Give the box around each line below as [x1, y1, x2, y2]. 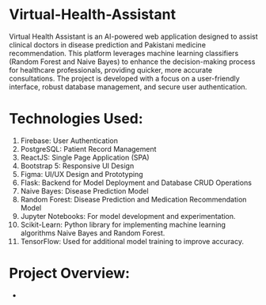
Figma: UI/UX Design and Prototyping [20, 169, 143, 179]
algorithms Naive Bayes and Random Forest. [20, 228, 165, 238]
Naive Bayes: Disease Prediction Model [20, 186, 149, 195]
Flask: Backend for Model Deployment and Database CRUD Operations [20, 178, 253, 187]
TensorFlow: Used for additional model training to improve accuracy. [20, 236, 245, 246]
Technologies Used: [9, 110, 143, 128]
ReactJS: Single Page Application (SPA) [20, 152, 150, 162]
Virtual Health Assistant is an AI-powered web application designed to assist [9, 32, 258, 41]
